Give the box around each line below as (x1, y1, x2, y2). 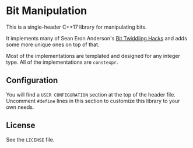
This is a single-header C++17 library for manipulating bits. (6, 23, 147, 30)
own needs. (6, 104, 34, 111)
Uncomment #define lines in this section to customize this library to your (6, 97, 180, 104)
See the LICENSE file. (6, 136, 55, 143)
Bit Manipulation (6, 4, 87, 18)
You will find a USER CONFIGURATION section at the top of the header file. (6, 91, 176, 98)
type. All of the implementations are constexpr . (6, 58, 118, 66)
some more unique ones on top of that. (6, 41, 100, 48)
